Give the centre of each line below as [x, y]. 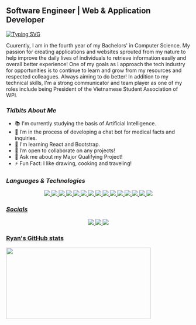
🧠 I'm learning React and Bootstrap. [57, 145]
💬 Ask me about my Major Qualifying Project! [68, 157]
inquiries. [26, 138]
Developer [25, 20]
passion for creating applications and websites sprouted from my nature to [96, 52]
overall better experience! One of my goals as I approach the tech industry [96, 64]
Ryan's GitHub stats [35, 238]
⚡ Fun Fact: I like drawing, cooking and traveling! [73, 163]
